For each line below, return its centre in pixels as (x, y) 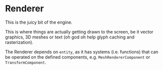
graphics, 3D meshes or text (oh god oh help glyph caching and (70, 37)
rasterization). (19, 42)
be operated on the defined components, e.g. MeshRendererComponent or (78, 57)
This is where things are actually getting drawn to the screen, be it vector (79, 32)
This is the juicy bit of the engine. (39, 22)
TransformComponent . (26, 62)
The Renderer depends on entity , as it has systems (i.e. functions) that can (82, 52)
